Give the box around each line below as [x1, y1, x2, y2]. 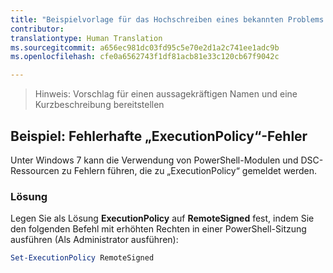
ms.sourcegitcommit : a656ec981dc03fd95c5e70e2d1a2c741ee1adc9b [10, 42, 280, 53]
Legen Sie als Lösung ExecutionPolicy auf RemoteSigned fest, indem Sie [10, 212, 315, 225]
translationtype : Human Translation [10, 33, 163, 43]
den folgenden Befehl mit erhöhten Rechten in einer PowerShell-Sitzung [10, 223, 307, 235]
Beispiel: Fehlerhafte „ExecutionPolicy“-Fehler [10, 127, 308, 145]
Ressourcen [10, 164, 60, 176]
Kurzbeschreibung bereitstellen [34, 99, 165, 111]
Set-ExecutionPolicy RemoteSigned [10, 253, 155, 263]
